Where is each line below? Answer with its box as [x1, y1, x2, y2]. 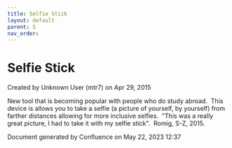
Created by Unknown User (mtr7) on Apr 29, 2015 [7, 83, 151, 92]
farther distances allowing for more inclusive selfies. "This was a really [7, 112, 214, 120]
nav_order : [7, 29, 39, 37]
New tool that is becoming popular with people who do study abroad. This [7, 97, 224, 105]
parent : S [7, 23, 37, 30]
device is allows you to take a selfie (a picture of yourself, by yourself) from [7, 105, 226, 113]
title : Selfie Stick [7, 10, 68, 18]
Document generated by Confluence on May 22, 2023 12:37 [7, 133, 181, 141]
